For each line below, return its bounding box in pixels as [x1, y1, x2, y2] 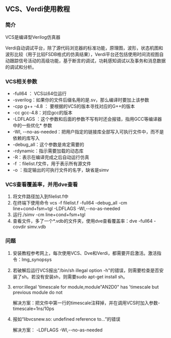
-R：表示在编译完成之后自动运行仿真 [12, 154, 90, 160]
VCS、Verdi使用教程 [5, 5, 70, 14]
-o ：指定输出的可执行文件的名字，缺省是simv [12, 167, 109, 173]
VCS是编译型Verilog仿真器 [5, 34, 61, 40]
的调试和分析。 [5, 64, 37, 70]
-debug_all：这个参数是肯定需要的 [12, 141, 84, 147]
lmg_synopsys [21, 256, 52, 263]
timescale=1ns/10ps [12, 305, 54, 311]
